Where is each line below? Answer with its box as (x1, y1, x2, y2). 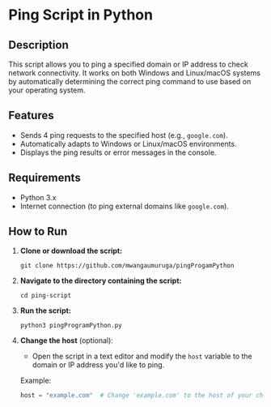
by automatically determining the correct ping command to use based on (8, 77, 252, 86)
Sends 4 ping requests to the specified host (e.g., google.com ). (19, 130, 228, 139)
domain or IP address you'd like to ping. (32, 360, 165, 370)
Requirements (8, 171, 81, 185)
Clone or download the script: (19, 246, 123, 256)
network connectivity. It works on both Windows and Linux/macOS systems (8, 68, 261, 78)
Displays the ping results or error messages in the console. (19, 148, 217, 157)
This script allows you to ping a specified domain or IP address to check (8, 59, 248, 69)
